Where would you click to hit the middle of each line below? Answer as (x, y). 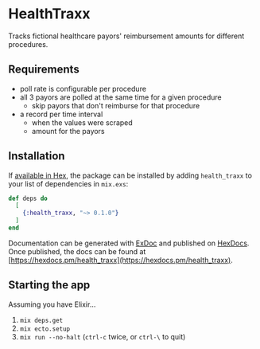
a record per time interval (61, 114)
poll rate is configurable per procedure (83, 88)
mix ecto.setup (45, 329)
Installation (37, 156)
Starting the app (49, 285)
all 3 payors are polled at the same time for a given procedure (120, 97)
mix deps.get (41, 320)
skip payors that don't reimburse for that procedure (116, 105)
